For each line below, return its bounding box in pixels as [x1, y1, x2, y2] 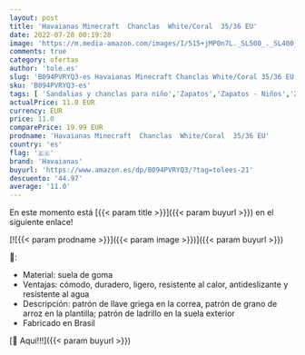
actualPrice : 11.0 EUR [9, 97, 95, 107]
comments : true [9, 47, 67, 56]
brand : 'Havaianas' [9, 156, 84, 166]
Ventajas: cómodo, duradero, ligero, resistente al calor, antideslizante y [22, 279, 289, 291]
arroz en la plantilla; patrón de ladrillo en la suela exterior [22, 308, 236, 319]
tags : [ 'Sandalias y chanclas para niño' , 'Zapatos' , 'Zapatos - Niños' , [9, 89, 290, 98]
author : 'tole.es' [9, 64, 79, 74]
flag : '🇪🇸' [9, 148, 54, 157]
